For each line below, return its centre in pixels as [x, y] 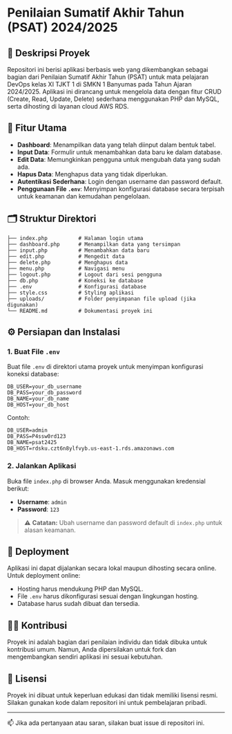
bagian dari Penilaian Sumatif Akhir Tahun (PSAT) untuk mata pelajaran [108, 77]
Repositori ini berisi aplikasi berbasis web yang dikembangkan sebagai [108, 70]
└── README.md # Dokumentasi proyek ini [80, 311]
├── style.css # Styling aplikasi [71, 293]
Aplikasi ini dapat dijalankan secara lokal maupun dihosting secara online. [112, 568]
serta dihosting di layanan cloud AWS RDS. [68, 106]
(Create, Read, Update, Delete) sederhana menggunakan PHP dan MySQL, [113, 99]
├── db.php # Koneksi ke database [75, 281]
